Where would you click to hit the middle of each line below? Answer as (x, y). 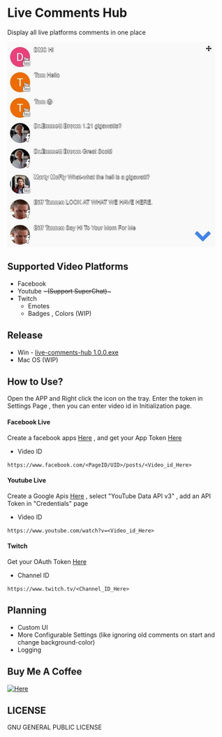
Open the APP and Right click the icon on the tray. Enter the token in (105, 399)
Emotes (39, 305)
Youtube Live (27, 481)
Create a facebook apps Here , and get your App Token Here (95, 438)
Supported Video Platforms (68, 267)
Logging (29, 649)
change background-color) (56, 642)
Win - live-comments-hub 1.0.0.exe (68, 352)
